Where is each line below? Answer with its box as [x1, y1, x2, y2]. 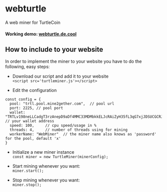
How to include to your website [5, 45, 103, 54]
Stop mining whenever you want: [12, 177, 80, 183]
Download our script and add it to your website [12, 73, 109, 80]
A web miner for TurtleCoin [5, 19, 61, 25]
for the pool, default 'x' [5, 136, 61, 141]
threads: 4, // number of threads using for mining [9, 127, 128, 132]
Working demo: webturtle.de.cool [5, 31, 77, 37]
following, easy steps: [5, 64, 50, 70]
